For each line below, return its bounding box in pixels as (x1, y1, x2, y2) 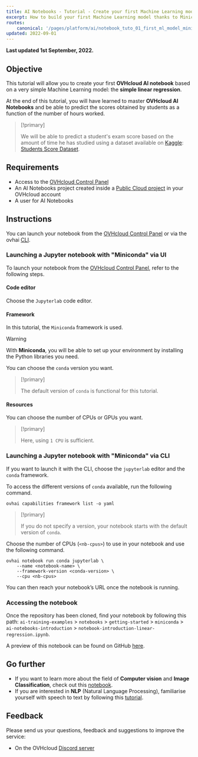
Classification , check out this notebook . (14, 681, 113, 688)
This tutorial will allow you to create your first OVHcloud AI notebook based (6, 79, 190, 86)
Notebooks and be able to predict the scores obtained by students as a (6, 103, 180, 111)
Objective (6, 64, 43, 74)
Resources (6, 401, 34, 408)
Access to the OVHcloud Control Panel (14, 178, 109, 185)
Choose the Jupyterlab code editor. (6, 297, 93, 304)
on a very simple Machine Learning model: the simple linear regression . (6, 86, 182, 93)
